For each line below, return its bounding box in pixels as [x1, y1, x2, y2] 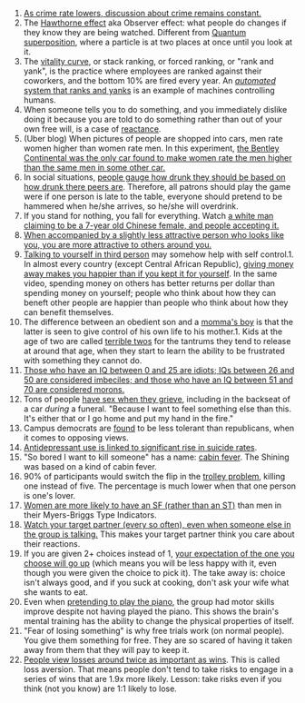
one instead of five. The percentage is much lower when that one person [23, 480, 297, 491]
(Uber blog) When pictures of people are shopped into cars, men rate [23, 134, 284, 144]
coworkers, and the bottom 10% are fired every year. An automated [23, 75, 276, 85]
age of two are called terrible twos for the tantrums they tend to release [23, 336, 291, 346]
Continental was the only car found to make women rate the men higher [23, 153, 293, 163]
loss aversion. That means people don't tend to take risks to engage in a [23, 664, 294, 675]
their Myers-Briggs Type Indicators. [23, 510, 157, 520]
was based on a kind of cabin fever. [23, 461, 157, 471]
